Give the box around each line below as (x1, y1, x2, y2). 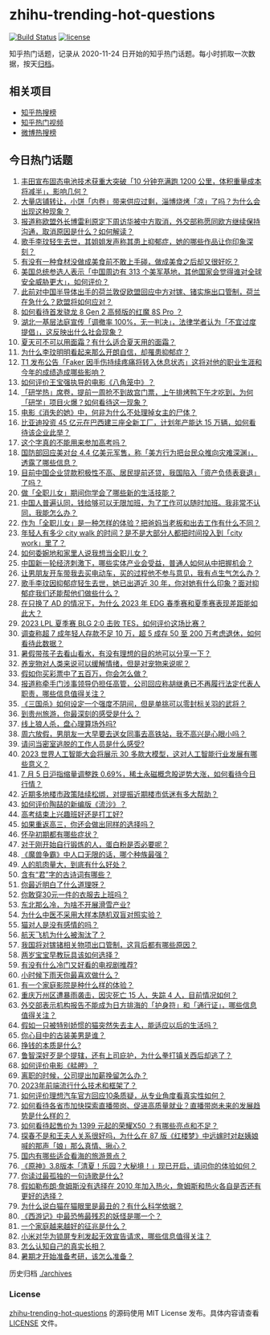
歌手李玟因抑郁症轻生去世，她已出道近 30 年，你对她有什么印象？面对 (20, 578, 252, 588)
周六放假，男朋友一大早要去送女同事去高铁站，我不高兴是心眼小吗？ (20, 729, 247, 739)
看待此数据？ (20, 638, 63, 648)
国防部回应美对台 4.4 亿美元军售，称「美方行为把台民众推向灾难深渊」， (20, 448, 258, 457)
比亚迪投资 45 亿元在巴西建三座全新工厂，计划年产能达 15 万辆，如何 (20, 417, 249, 427)
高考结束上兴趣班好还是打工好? (20, 809, 124, 819)
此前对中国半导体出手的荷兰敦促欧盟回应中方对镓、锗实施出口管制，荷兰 (20, 287, 260, 297)
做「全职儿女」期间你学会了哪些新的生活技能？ (20, 488, 176, 498)
